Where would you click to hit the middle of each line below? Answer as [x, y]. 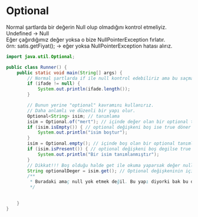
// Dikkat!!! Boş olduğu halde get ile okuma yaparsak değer [104, 165]
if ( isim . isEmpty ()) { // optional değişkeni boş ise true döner [109, 127]
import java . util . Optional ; [41, 56]
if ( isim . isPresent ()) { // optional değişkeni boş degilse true [109, 149]
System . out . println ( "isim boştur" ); [82, 133]
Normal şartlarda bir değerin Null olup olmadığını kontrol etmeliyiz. [86, 27]
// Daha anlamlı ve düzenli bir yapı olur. [81, 111]
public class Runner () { [37, 67]
